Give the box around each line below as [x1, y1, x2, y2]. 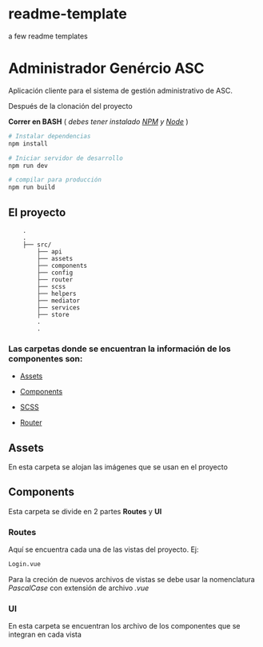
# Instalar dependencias [8, 132, 91, 140]
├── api [37, 247, 62, 256]
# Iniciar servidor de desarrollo [8, 154, 124, 162]
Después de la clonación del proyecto [8, 101, 133, 110]
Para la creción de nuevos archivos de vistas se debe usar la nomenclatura [8, 575, 256, 585]
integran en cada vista [8, 629, 82, 640]
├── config [37, 269, 74, 277]
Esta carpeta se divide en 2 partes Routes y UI [8, 506, 162, 516]
